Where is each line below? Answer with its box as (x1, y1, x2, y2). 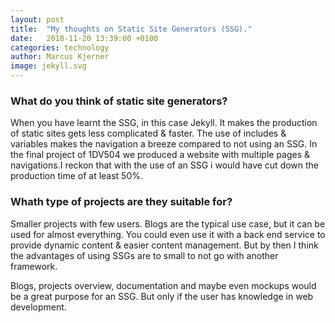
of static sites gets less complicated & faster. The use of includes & (10, 127, 287, 140)
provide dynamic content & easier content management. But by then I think (10, 239, 319, 251)
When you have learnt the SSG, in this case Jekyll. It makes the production (10, 117, 318, 129)
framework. (10, 260, 58, 272)
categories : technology (10, 42, 110, 53)
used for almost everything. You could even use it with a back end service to (10, 228, 326, 240)
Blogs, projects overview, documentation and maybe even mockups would (10, 279, 317, 291)
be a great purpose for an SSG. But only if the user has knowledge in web (10, 290, 314, 302)
